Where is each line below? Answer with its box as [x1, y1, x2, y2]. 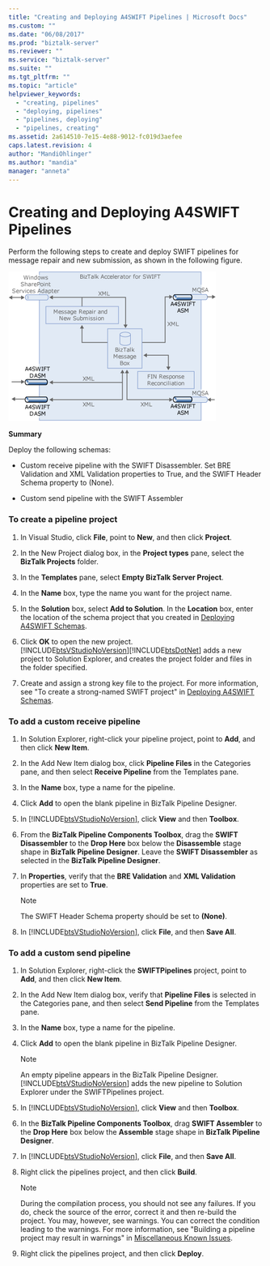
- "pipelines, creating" [15, 124, 99, 133]
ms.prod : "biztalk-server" [8, 39, 99, 47]
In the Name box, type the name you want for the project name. [19, 588, 233, 597]
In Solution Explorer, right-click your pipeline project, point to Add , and [19, 734, 255, 743]
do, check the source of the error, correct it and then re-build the [19, 1208, 237, 1217]
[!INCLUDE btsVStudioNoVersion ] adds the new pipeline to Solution [19, 1079, 243, 1089]
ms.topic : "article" [8, 81, 78, 89]
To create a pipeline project [8, 514, 118, 525]
